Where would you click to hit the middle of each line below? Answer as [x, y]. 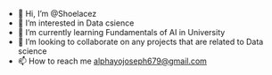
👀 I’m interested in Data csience [76, 23]
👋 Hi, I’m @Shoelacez [57, 14]
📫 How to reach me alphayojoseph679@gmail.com [112, 61]
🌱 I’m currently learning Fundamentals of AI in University [121, 32]
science [32, 51]
